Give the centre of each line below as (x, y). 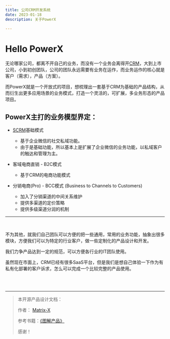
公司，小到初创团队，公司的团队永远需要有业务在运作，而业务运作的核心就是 (85, 70)
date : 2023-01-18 (24, 15)
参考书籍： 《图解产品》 (41, 321)
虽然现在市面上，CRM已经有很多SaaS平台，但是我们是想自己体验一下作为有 (84, 262)
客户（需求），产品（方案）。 (34, 76)
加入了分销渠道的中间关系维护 (51, 197)
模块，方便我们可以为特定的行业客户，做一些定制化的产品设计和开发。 (78, 241)
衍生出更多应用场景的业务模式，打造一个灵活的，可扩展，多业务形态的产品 (87, 93)
